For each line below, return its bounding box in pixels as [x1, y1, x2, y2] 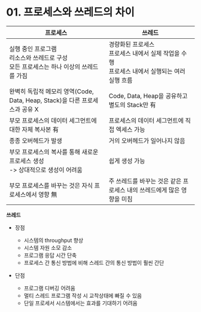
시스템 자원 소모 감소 [23, 244, 72, 251]
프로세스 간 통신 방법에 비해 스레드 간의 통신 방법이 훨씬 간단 [23, 259, 165, 266]
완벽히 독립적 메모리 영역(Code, [9, 87, 94, 96]
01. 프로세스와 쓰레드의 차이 [6, 5, 135, 19]
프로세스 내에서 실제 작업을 [108, 49, 180, 57]
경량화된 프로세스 [108, 40, 155, 48]
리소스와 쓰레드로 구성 [9, 53, 68, 62]
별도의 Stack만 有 [108, 100, 157, 109]
